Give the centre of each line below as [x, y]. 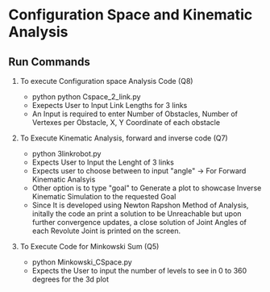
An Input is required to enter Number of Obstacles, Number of [135, 114]
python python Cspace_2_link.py [86, 97]
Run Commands [49, 62]
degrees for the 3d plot [71, 279]
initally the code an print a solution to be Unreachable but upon [137, 214]
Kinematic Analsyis [64, 179]
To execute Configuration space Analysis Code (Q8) [106, 81]
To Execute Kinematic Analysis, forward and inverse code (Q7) [124, 138]
